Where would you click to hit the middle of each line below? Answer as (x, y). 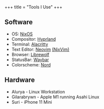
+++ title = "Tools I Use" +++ (33, 7)
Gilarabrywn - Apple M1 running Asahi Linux (55, 97)
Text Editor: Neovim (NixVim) (40, 49)
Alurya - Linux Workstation (38, 92)
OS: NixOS (22, 34)
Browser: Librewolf (30, 54)
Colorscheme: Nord (31, 64)
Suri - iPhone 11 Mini (32, 102)
